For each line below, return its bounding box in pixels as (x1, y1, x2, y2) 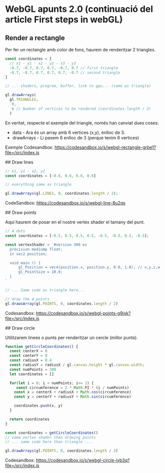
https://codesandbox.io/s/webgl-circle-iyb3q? (36, 457, 130, 463)
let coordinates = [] (9, 372, 54, 377)
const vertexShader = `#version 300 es (5, 242, 87, 247)
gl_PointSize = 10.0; (18, 269, 63, 275)
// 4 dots (5, 229, 26, 234)
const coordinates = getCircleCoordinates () (5, 430, 98, 435)
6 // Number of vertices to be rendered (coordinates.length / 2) (11, 106, 152, 111)
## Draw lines (5, 159, 34, 165)
